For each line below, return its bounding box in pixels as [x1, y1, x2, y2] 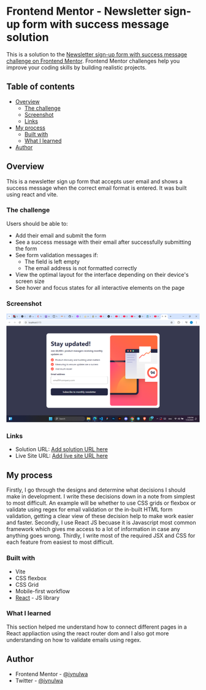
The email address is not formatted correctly [24, 264, 137, 271]
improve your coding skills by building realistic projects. [6, 63, 147, 71]
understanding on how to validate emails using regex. [6, 636, 142, 643]
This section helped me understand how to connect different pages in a [6, 623, 187, 630]
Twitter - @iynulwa [15, 676, 63, 684]
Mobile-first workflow [15, 587, 71, 595]
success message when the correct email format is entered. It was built [6, 184, 187, 192]
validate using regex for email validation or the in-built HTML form [6, 506, 173, 513]
